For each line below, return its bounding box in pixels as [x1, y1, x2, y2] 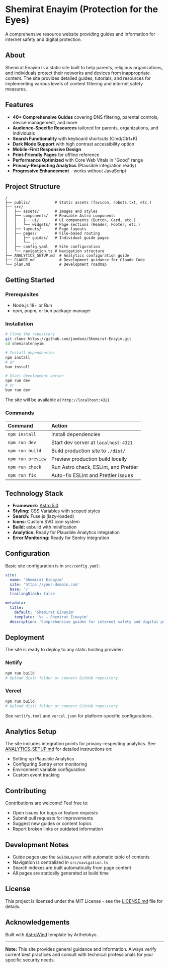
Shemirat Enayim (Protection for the [5, 4, 158, 15]
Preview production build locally [51, 456, 127, 463]
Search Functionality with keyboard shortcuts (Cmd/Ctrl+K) [12, 135, 138, 141]
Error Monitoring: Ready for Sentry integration [12, 535, 110, 541]
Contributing [5, 787, 46, 795]
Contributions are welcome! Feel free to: [5, 800, 89, 806]
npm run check [8, 464, 42, 470]
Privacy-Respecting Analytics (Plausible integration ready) [12, 162, 137, 168]
